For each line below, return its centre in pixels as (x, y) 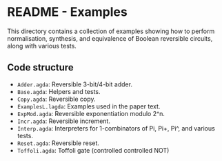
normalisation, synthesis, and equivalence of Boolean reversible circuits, (110, 38)
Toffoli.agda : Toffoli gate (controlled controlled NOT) (93, 150)
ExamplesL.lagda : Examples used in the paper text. (89, 106)
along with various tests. (42, 46)
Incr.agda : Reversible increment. (63, 121)
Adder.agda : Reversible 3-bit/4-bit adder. (75, 84)
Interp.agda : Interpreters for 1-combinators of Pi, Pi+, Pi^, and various (116, 128)
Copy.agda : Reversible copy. (56, 99)
